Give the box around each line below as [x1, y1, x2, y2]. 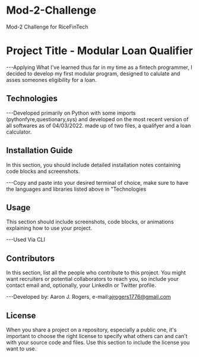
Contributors [6, 253, 55, 263]
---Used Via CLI [6, 236, 46, 244]
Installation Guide [6, 146, 73, 156]
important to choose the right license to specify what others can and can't [6, 332, 188, 339]
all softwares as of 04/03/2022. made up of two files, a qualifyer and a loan [6, 122, 191, 129]
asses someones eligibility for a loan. [6, 76, 97, 83]
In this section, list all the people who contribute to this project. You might [6, 269, 186, 276]
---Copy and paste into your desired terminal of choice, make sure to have [6, 179, 189, 186]
